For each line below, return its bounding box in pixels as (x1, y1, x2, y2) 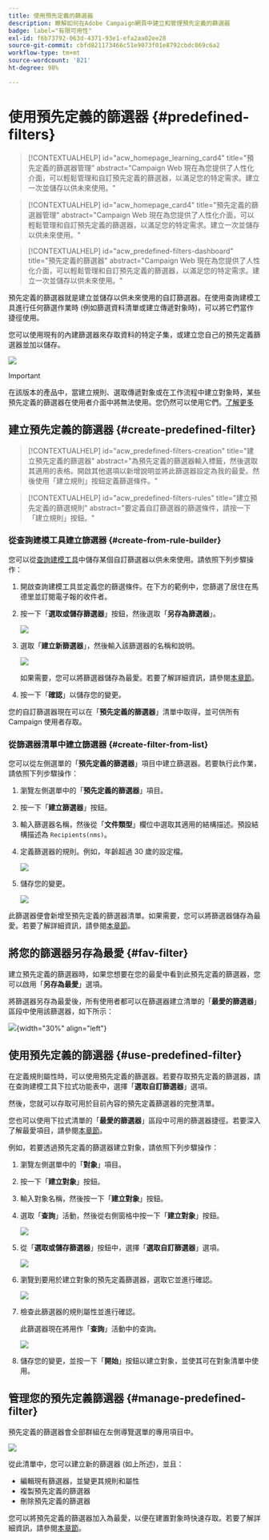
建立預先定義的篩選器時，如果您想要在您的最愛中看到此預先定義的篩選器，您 (8, 969, 261, 978)
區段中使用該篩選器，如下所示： (8, 1006, 114, 1016)
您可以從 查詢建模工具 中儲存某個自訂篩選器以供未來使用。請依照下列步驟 (8, 554, 247, 564)
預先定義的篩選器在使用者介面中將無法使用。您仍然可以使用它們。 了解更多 (8, 397, 254, 407)
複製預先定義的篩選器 (19, 1486, 90, 1495)
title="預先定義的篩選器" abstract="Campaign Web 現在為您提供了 (27, 256, 247, 265)
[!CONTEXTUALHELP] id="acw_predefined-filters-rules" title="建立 (27, 493, 251, 502)
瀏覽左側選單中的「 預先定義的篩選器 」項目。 (19, 786, 168, 796)
